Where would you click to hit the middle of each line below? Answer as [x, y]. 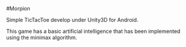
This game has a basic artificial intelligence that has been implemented [93, 31]
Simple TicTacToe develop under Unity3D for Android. [72, 20]
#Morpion [18, 9]
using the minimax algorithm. [42, 37]
